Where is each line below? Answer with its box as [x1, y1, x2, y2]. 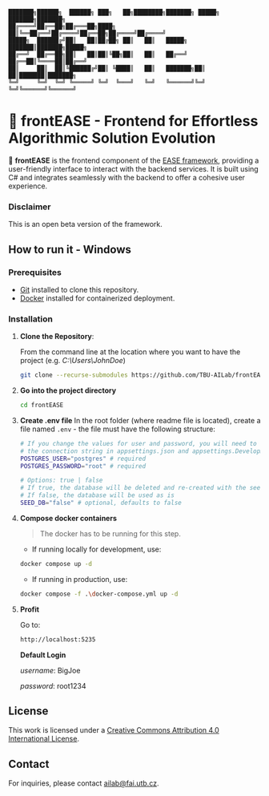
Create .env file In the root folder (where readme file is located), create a [19, 415, 261, 425]
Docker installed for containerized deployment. [19, 293, 175, 303]
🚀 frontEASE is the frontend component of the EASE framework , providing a [8, 156, 259, 165]
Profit [19, 604, 40, 614]
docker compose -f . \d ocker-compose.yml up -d [19, 590, 179, 598]
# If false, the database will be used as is [19, 491, 175, 499]
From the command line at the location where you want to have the [19, 347, 241, 357]
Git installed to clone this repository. [19, 285, 139, 294]
